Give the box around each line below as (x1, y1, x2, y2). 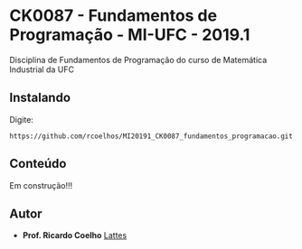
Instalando (9, 90, 71, 106)
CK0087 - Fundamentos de (9, 5, 218, 26)
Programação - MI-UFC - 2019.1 (9, 24, 250, 45)
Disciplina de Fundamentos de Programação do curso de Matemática (9, 54, 268, 65)
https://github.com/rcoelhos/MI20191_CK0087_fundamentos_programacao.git (9, 132, 294, 141)
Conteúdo (9, 156, 67, 171)
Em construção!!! (9, 180, 73, 190)
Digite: (9, 114, 34, 124)
